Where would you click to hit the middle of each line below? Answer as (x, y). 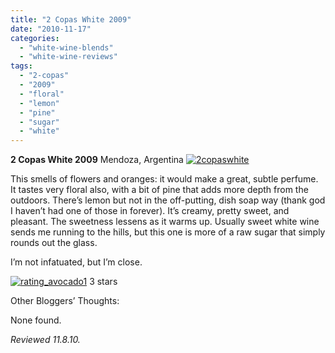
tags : (21, 66)
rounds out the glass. (54, 243)
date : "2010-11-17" (51, 29)
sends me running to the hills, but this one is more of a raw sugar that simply (168, 232)
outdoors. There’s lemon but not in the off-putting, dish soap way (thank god (168, 200)
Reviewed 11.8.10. (45, 340)
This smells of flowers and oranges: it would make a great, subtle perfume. (164, 179)
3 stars (103, 282)
